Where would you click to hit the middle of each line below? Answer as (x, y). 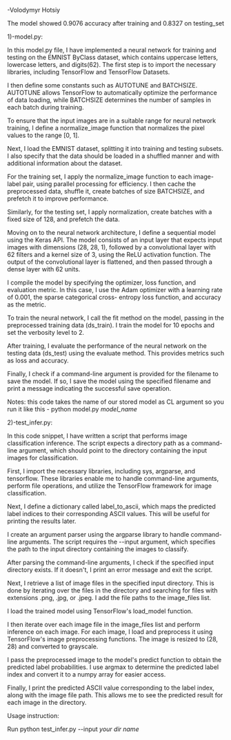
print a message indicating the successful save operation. (89, 388)
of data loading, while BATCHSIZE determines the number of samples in (109, 100)
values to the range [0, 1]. (43, 135)
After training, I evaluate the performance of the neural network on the (107, 346)
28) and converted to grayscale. (53, 646)
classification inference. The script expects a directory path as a (98, 443)
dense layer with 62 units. (44, 269)
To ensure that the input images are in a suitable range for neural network (111, 121)
